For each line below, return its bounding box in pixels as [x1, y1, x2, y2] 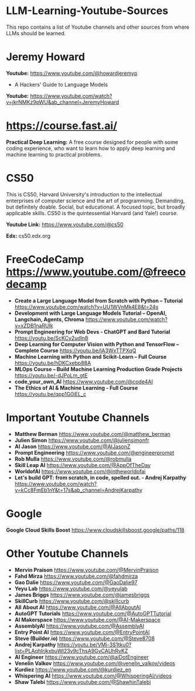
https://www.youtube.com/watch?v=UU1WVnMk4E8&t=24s [14, 303, 159, 310]
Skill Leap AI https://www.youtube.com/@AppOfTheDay [14, 461, 151, 468]
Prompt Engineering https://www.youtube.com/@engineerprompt [14, 449, 175, 456]
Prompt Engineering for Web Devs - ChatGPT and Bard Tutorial [14, 328, 170, 335]
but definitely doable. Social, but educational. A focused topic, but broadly [6, 203, 186, 210]
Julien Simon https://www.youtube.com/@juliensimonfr [14, 437, 149, 444]
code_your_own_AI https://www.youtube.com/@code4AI [14, 378, 153, 385]
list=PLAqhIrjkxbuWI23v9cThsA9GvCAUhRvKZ [14, 647, 128, 654]
